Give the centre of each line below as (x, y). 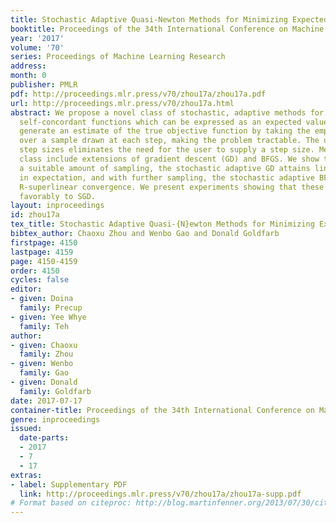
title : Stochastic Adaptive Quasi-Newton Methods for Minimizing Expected (169, 19)
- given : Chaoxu (44, 345)
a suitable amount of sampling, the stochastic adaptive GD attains (165, 168)
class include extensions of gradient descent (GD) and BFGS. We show (169, 159)
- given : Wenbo (42, 364)
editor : (26, 289)
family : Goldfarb (55, 391)
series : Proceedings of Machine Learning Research (118, 57)
